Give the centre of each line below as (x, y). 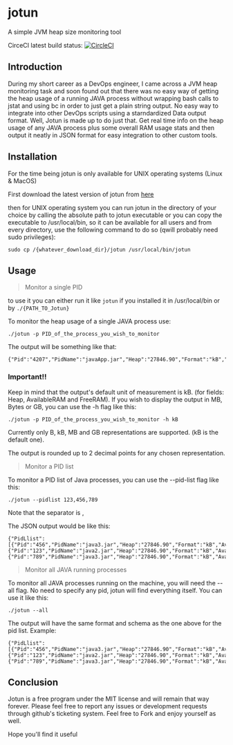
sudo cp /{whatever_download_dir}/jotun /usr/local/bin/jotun (99, 249)
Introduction (35, 67)
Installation (32, 157)
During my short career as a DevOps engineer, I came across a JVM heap (113, 84)
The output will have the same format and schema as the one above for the (115, 623)
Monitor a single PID (54, 287)
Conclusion (33, 682)
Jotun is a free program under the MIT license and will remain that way (109, 699)
